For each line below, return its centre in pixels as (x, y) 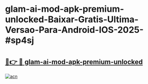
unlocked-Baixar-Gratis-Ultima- (72, 19)
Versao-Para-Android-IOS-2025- (74, 30)
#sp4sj (20, 41)
